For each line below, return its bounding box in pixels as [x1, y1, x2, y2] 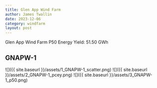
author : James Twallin [5, 12, 52, 17]
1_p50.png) [5, 77, 28, 83]
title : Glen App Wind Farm [5, 7, 61, 12]
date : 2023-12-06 [5, 16, 41, 21]
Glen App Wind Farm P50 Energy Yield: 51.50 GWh [5, 39, 108, 45]
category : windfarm [5, 21, 46, 26]
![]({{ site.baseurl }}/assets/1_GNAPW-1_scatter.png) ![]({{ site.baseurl [5, 66, 148, 72]
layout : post [5, 26, 32, 31]
